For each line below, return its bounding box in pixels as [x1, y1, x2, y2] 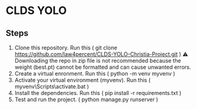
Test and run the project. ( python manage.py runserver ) [14, 96, 158, 103]
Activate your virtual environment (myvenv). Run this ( [14, 77, 151, 83]
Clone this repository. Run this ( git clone [14, 44, 117, 51]
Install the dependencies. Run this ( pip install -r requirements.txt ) [14, 90, 182, 96]
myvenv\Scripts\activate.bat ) [14, 83, 89, 90]
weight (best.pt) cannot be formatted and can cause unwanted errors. [14, 63, 191, 71]
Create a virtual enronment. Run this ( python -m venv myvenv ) [14, 70, 176, 77]
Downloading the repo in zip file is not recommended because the [14, 57, 181, 64]
